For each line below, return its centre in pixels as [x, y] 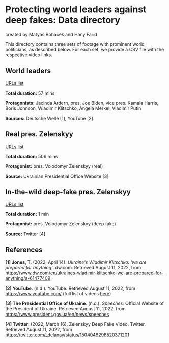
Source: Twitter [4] [25, 234]
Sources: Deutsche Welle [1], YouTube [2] [49, 118]
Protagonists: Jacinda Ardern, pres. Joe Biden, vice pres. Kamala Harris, [82, 103]
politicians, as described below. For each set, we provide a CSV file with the [85, 49]
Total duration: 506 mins [32, 156]
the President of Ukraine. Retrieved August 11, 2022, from [65, 309]
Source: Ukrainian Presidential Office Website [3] [57, 176]
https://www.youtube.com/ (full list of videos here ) [58, 294]
